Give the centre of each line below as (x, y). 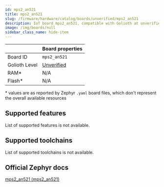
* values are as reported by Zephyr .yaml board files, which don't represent (81, 93)
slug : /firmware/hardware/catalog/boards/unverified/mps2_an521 (72, 19)
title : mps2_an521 (24, 14)
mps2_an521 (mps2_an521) (32, 179)
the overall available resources (36, 98)
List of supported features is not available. (47, 125)
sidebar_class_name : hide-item (37, 32)
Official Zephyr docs (37, 168)
